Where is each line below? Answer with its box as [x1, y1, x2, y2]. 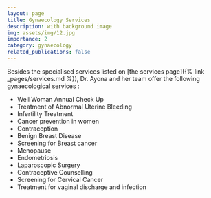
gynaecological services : [7, 82, 80, 90]
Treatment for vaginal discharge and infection [16, 183, 146, 191]
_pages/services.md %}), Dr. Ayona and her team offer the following [7, 74, 201, 82]
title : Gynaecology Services [7, 16, 91, 23]
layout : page [7, 10, 45, 17]
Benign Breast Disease [16, 131, 82, 140]
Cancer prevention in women [16, 117, 100, 125]
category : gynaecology [7, 42, 72, 49]
